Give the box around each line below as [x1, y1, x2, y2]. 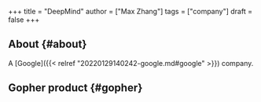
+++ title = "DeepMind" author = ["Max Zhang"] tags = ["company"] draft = [8, 7, 253, 16]
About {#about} [8, 38, 87, 51]
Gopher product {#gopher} [8, 82, 143, 95]
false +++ [8, 15, 40, 24]
